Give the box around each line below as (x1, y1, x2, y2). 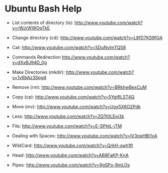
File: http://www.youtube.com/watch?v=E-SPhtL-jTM (12, 123, 122, 129)
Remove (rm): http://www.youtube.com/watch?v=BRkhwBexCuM (12, 84, 147, 90)
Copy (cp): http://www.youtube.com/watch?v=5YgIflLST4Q (12, 94, 135, 100)
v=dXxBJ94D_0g (12, 59, 47, 65)
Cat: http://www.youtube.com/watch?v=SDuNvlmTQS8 (12, 44, 126, 50)
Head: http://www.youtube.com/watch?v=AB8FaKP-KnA (12, 152, 129, 158)
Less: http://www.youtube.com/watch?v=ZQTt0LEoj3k (12, 113, 124, 119)
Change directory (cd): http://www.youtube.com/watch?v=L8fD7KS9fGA (12, 35, 163, 41)
